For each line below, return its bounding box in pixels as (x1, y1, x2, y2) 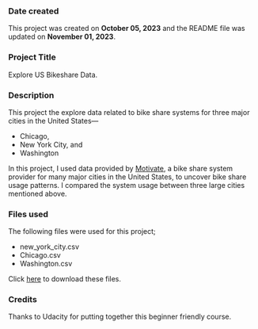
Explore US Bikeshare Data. (8, 70, 98, 79)
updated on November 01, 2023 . (8, 32, 116, 41)
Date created (8, 6, 59, 17)
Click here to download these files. (8, 274, 121, 284)
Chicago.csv (19, 251, 61, 260)
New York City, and (19, 140, 83, 149)
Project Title (8, 52, 57, 63)
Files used (8, 208, 49, 220)
